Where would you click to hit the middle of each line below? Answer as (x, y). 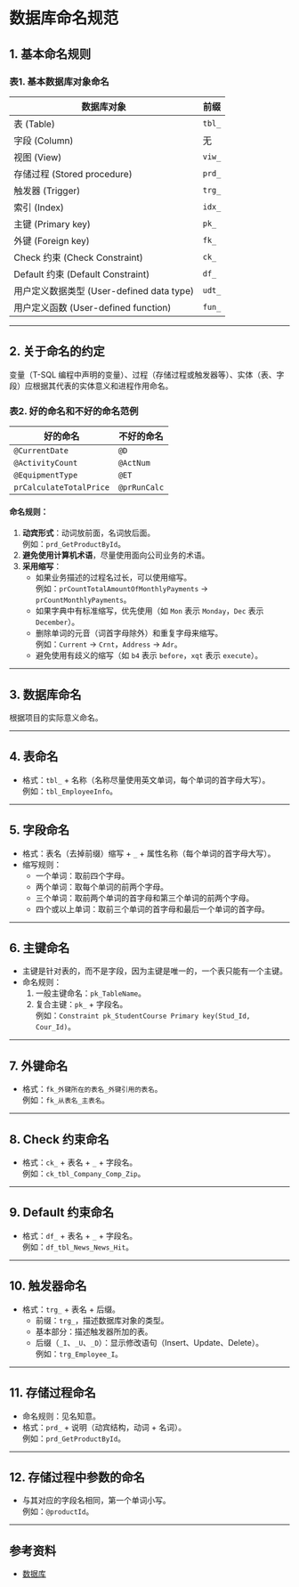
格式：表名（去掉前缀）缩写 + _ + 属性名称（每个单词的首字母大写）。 (149, 853)
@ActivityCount (46, 463)
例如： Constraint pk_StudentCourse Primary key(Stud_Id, (143, 1015)
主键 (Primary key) (53, 224)
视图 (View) (38, 157)
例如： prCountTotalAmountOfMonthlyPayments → (122, 589)
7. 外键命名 (39, 1066)
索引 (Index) (39, 208)
